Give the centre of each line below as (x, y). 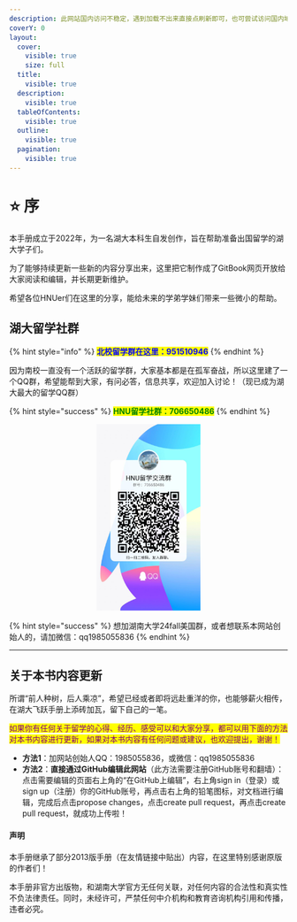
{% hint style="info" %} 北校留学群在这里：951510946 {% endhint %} (137, 351)
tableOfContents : (49, 112)
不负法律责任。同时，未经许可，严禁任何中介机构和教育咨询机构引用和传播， (148, 897)
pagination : (39, 150)
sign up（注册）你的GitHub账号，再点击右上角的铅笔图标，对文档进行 (148, 791)
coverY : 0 (27, 28)
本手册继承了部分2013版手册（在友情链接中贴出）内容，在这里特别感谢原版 (146, 857)
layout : (23, 37)
